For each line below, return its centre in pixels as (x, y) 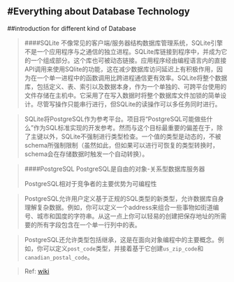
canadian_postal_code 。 (59, 257)
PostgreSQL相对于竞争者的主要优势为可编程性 (90, 183)
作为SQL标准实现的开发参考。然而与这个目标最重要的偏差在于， (125, 127)
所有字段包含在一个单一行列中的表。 (89, 225)
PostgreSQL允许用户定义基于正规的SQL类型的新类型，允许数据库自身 (124, 198)
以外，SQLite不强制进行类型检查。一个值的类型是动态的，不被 (132, 136)
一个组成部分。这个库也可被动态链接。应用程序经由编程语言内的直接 (129, 60)
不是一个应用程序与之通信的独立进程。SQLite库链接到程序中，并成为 (123, 51)
